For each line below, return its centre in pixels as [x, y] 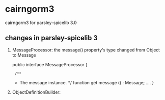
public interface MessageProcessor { [50, 64]
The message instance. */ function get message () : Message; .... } [87, 82]
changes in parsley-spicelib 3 [52, 38]
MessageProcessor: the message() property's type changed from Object [86, 50]
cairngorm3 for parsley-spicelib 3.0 [41, 23]
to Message [24, 55]
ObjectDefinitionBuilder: [36, 92]
